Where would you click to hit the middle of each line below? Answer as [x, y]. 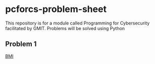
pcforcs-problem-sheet [56, 9]
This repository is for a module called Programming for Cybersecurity [77, 23]
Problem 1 [21, 44]
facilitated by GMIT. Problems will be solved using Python [65, 28]
